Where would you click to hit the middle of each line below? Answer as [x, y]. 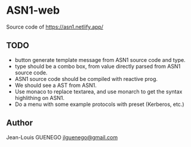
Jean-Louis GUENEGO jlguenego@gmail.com [62, 137]
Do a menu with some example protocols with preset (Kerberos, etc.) [99, 104]
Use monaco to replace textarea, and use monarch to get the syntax [98, 91]
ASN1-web [33, 10]
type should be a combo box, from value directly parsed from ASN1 [98, 66]
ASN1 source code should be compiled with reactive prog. [86, 79]
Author [19, 123]
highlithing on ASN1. [39, 98]
